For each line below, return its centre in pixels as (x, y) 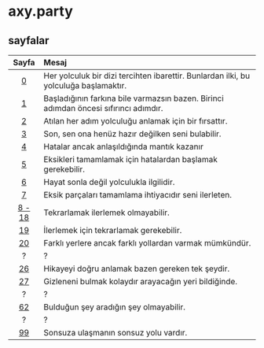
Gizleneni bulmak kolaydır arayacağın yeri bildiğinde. (141, 281)
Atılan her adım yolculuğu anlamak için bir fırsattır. (136, 121)
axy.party (40, 11)
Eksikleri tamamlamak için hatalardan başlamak (130, 159)
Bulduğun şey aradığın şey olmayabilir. (115, 307)
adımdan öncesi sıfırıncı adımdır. (103, 108)
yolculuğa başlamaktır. (85, 85)
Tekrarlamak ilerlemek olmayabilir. (107, 213)
